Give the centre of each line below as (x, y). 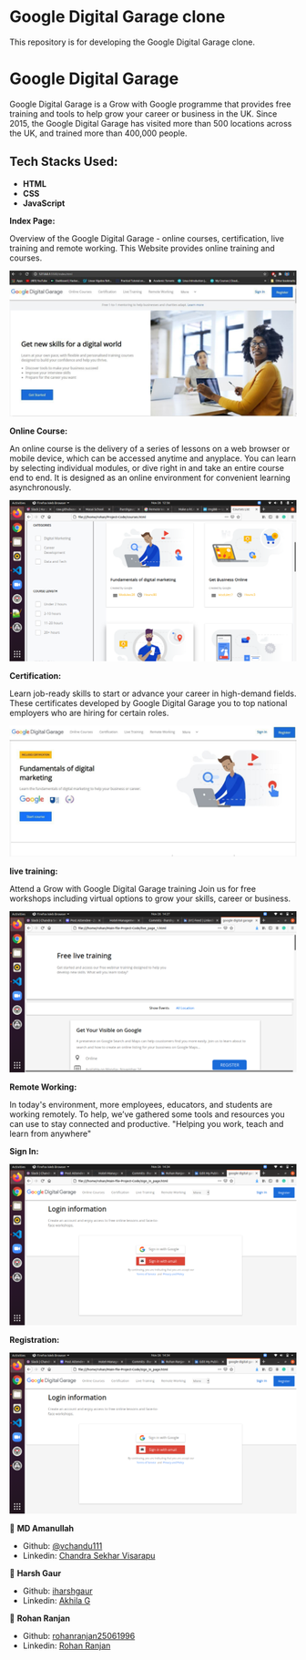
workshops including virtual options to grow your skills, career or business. (150, 898)
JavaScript (44, 203)
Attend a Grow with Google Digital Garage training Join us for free (133, 888)
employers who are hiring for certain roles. (89, 712)
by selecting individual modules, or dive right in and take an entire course (147, 467)
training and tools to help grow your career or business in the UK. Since (143, 113)
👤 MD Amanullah (42, 1528)
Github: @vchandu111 (62, 1545)
